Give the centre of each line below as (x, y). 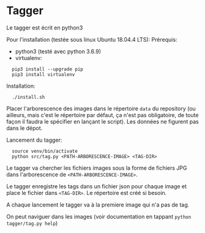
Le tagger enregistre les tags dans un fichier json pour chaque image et (97, 186)
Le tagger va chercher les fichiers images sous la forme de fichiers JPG (97, 168)
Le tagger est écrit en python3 (45, 28)
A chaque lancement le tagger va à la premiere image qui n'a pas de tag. (98, 204)
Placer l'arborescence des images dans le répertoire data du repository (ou (101, 109)
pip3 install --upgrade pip (48, 69)
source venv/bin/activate (45, 151)
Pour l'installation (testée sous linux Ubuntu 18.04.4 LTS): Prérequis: (92, 39)
